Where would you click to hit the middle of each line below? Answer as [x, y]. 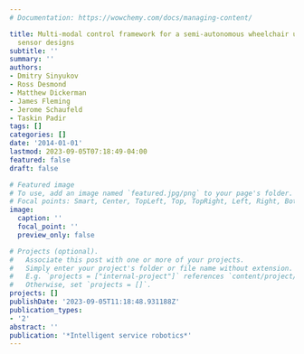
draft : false [34, 168]
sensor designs [46, 42]
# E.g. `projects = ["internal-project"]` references [117, 276]
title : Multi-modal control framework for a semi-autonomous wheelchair [149, 34]
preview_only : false [56, 235]
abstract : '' [34, 327]
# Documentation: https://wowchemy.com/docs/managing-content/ [131, 18]
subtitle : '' [34, 51]
